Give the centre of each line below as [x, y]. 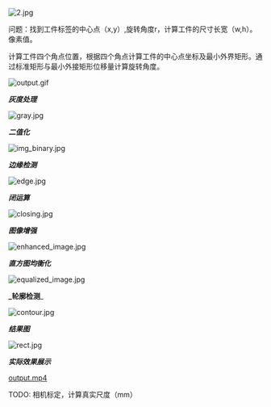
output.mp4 [28, 378]
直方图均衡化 [29, 263]
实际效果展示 [29, 362]
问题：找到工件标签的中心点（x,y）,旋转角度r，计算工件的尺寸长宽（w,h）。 [133, 29]
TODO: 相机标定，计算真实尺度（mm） [73, 394]
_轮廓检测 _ [26, 296]
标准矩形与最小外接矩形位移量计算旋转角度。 [89, 66]
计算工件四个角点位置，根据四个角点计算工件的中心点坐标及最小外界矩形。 [132, 56]
